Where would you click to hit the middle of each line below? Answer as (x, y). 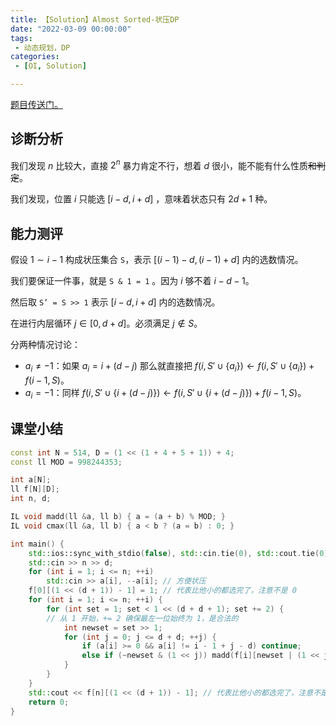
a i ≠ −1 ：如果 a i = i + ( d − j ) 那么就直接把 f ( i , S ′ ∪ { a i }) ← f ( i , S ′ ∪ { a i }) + (169, 367)
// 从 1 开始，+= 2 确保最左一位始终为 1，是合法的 (142, 618)
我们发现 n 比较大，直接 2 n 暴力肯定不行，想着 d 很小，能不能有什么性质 (159, 164)
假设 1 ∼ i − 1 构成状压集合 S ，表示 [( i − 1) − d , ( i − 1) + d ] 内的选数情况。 (157, 260)
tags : (21, 38)
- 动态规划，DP (42, 47)
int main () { (37, 544)
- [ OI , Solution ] (50, 66)
